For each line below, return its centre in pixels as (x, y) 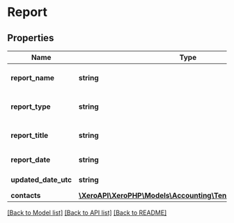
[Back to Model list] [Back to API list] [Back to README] (87, 213)
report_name (32, 78)
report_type (31, 107)
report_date (31, 160)
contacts (26, 195)
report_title (30, 135)
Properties (31, 38)
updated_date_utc (41, 180)
